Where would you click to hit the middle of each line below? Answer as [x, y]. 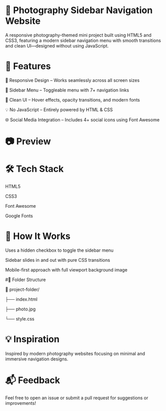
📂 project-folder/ [22, 289]
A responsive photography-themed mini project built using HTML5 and [78, 35]
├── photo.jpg [21, 309]
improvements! [21, 403]
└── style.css [20, 318]
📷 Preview [28, 142]
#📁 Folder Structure [26, 280]
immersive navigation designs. [37, 359]
